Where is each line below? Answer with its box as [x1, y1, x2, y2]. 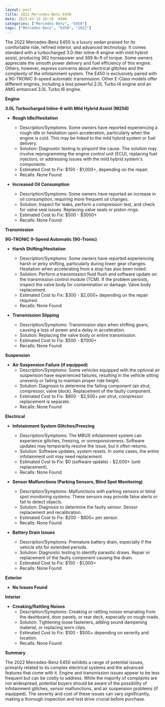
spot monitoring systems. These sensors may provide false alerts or [19, 494, 158, 500]
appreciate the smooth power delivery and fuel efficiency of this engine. [5, 60, 152, 66]
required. [19, 297, 38, 304]
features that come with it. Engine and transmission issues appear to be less [5, 670, 160, 676]
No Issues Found [12, 585, 48, 590]
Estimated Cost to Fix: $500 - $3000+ [19, 212, 97, 218]
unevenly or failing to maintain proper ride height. [19, 378, 120, 384]
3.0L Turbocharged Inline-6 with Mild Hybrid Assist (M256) [5, 106, 129, 112]
